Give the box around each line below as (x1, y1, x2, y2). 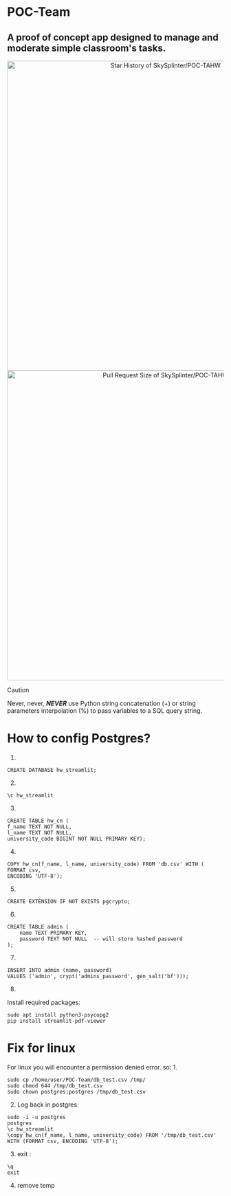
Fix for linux (7, 1041, 76, 1056)
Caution (7, 686, 30, 694)
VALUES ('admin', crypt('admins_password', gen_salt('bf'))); (7, 973, 189, 979)
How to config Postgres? (7, 731, 151, 746)
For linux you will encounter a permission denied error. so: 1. (7, 1063, 177, 1071)
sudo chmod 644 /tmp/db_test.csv (7, 1082, 103, 1089)
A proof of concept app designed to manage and (7, 32, 219, 43)
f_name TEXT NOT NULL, (7, 823, 72, 830)
